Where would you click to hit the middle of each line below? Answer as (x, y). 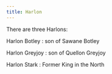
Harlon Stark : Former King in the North (55, 64)
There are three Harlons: (37, 29)
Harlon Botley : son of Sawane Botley (53, 41)
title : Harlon (24, 12)
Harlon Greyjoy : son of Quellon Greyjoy (56, 53)
